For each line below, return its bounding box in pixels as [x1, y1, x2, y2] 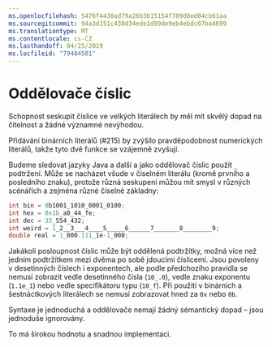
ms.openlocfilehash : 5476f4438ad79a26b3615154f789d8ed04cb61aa [8, 11, 227, 20]
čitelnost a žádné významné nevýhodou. [8, 119, 145, 130]
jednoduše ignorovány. [8, 314, 85, 323]
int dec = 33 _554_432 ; [8, 216, 85, 225]
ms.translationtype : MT [8, 27, 89, 35]
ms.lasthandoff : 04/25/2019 [8, 42, 104, 50]
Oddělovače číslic [8, 84, 132, 103]
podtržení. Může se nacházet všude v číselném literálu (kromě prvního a [8, 168, 250, 178]
